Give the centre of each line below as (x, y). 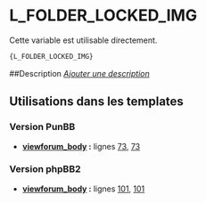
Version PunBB (42, 127)
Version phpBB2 (45, 169)
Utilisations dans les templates (97, 102)
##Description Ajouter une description (79, 73)
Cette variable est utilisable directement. (83, 40)
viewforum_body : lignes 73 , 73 (81, 146)
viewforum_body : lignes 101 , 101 (83, 189)
